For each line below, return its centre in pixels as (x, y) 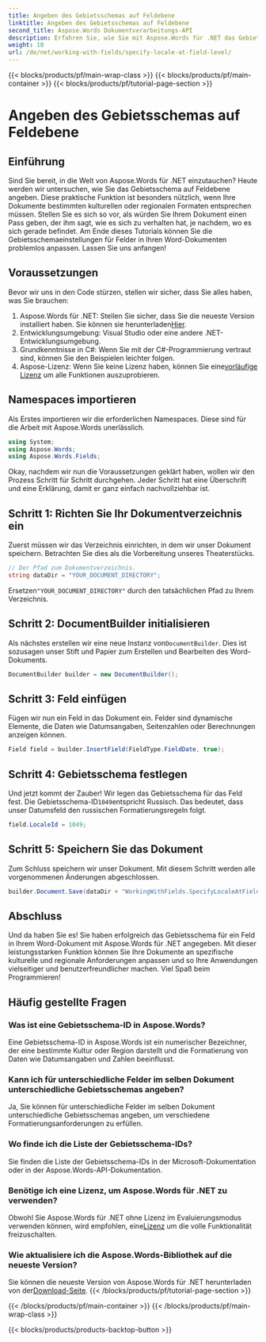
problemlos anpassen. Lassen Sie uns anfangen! (87, 248)
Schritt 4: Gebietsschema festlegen (98, 774)
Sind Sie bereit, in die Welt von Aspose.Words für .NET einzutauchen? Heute (133, 180)
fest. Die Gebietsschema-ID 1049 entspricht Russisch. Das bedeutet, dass (126, 801)
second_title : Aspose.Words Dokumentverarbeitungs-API (101, 30)
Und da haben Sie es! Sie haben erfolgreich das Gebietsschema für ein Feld (132, 935)
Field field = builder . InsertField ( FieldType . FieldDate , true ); (116, 750)
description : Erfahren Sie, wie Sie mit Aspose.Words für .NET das (122, 38)
